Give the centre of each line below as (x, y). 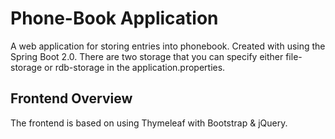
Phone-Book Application (114, 18)
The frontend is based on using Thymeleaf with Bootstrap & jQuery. (149, 123)
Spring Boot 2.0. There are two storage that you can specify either (147, 56)
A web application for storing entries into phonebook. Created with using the (168, 46)
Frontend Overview (71, 98)
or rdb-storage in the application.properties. (135, 67)
